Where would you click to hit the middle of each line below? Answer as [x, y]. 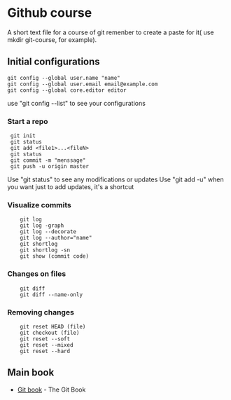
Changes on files [37, 274]
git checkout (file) [50, 333]
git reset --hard [45, 351]
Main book [31, 373]
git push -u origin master [50, 167]
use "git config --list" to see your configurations [76, 103]
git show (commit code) [55, 256]
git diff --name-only [51, 295]
